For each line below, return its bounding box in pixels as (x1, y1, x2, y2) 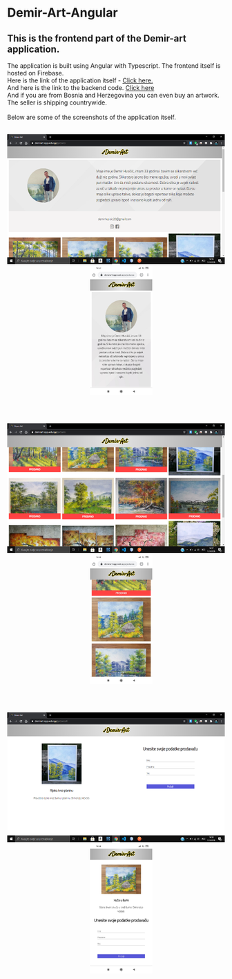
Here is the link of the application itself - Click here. (7, 76, 153, 84)
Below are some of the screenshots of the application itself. (7, 113, 176, 121)
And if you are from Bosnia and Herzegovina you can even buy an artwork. (7, 91, 220, 99)
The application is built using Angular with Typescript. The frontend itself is (7, 62, 221, 70)
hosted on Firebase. (7, 69, 64, 77)
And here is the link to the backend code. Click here (7, 84, 155, 91)
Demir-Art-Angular (7, 5, 119, 21)
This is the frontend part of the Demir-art (7, 33, 186, 44)
